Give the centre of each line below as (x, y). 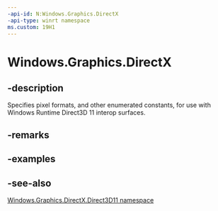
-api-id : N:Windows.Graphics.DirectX (63, 14)
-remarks (28, 135)
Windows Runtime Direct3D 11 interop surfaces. (76, 113)
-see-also (29, 183)
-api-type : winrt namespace (49, 21)
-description (35, 88)
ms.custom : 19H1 (31, 27)
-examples (31, 159)
